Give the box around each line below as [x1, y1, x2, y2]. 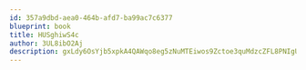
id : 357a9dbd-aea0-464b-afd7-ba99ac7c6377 [9, 13, 173, 23]
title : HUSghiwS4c [9, 30, 79, 39]
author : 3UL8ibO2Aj [9, 38, 84, 48]
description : [9, 47, 59, 56]
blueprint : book [9, 22, 71, 31]
